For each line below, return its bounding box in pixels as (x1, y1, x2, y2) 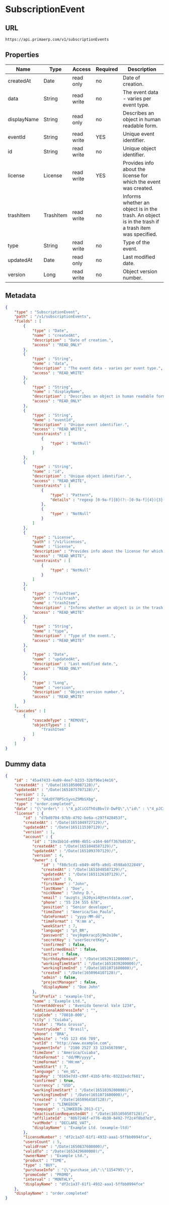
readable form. (123, 122, 157, 129)
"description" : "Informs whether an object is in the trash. (32, 605, 165, 610)
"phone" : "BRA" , (32, 1031, 69, 1036)
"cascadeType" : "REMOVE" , (32, 718, 89, 723)
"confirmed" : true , (32, 1078, 75, 1083)
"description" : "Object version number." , (32, 690, 125, 695)
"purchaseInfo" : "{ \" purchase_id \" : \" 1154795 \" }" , (23, 1168, 134, 1173)
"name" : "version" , (32, 685, 75, 690)
